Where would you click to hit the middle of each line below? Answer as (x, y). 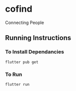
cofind (19, 9)
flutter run (17, 84)
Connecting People (25, 23)
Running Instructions (38, 38)
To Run (14, 74)
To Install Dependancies (35, 52)
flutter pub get (22, 62)
